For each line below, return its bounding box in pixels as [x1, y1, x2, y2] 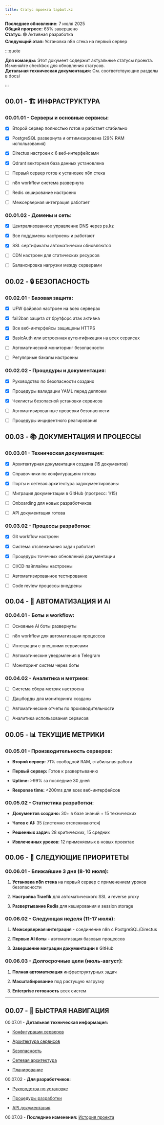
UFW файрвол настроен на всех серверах [12, 305, 101, 311]
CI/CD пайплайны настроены [12, 563, 73, 569]
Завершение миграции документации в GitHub [12, 945, 114, 951]
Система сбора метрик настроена [12, 686, 84, 692]
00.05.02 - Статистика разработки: [5, 799, 94, 806]
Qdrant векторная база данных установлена [12, 160, 104, 166]
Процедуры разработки [12, 1095, 62, 1102]
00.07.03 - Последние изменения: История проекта [5, 1114, 115, 1120]
